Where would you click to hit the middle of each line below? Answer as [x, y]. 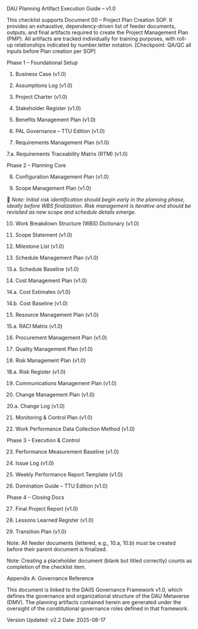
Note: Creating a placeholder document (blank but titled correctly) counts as [99, 561]
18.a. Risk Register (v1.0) [36, 372]
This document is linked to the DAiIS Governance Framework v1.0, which [95, 590]
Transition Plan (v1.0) [41, 532]
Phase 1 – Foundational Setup [42, 62]
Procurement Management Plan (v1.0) [61, 337]
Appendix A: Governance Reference [50, 578]
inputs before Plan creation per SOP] [51, 51]
